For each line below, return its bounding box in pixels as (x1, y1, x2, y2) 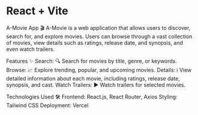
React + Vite (6, 4, 69, 18)
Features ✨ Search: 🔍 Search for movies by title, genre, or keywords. (6, 57, 178, 64)
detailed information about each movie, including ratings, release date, (6, 74, 181, 82)
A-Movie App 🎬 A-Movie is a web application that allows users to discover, (6, 24, 191, 31)
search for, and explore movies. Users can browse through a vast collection (6, 33, 193, 40)
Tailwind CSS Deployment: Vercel (6, 101, 89, 108)
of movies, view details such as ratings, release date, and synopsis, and (6, 39, 184, 46)
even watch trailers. (6, 45, 55, 52)
